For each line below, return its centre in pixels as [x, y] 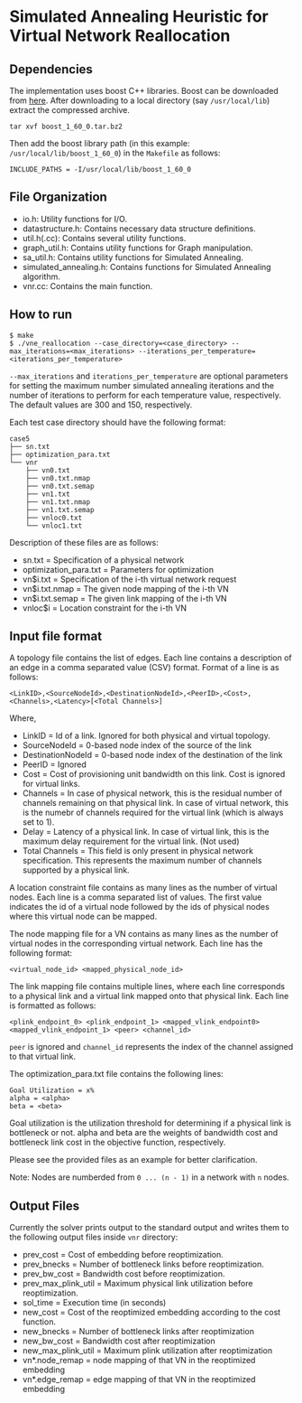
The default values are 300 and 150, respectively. [101, 405]
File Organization [59, 197]
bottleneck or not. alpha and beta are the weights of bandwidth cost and [143, 1133]
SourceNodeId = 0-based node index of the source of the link [137, 745]
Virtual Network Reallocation [120, 36]
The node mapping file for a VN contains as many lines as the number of [144, 934]
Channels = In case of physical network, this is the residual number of [152, 793]
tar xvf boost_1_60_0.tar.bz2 [66, 126]
